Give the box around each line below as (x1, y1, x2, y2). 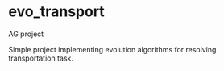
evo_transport (8, 2, 105, 21)
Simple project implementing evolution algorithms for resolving (8, 44, 217, 54)
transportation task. (8, 53, 74, 63)
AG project (8, 29, 44, 39)
